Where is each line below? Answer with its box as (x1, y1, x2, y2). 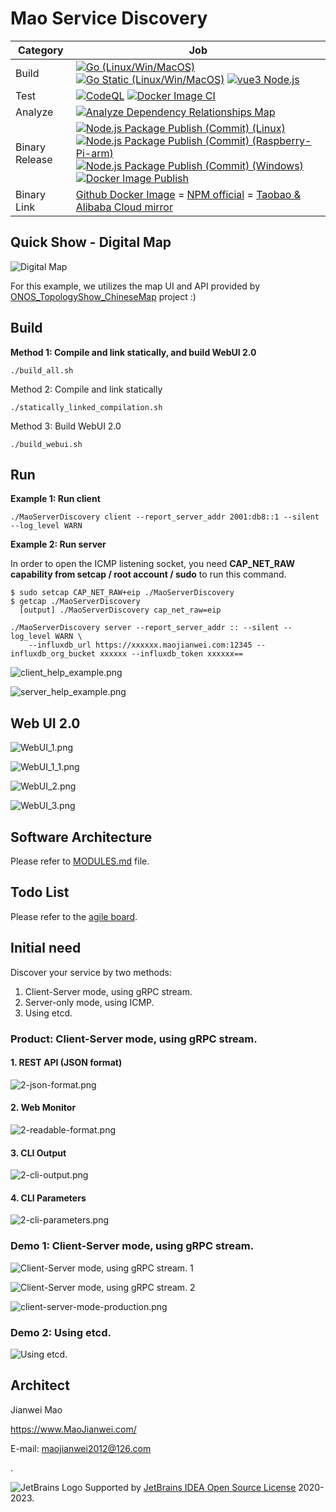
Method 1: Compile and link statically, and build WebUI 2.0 (10, 346, 257, 358)
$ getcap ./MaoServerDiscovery (10, 597, 141, 607)
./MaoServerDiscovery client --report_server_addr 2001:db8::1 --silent (10, 512, 320, 522)
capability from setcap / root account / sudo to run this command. (10, 568, 287, 581)
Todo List (10, 884, 70, 901)
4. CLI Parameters (10, 1192, 87, 1204)
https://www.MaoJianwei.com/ (10, 1423, 137, 1435)
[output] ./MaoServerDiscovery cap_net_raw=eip (19, 605, 222, 616)
